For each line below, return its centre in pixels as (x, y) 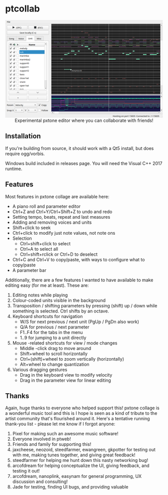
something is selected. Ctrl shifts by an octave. (60, 311)
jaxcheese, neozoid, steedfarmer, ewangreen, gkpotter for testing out (84, 450)
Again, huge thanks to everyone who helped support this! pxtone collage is (82, 408)
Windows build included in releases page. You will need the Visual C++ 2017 (84, 163)
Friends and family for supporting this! (52, 444)
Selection (22, 238)
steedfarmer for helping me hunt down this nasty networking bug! (80, 460)
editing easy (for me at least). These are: (47, 285)
